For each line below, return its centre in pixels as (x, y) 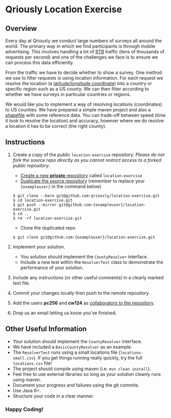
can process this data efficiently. (40, 62)
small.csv (23, 358)
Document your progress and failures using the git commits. (76, 385)
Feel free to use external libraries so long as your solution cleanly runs (87, 374)
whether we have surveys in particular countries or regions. (68, 94)
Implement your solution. (39, 246)
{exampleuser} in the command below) (61, 186)
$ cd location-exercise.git (42, 200)
